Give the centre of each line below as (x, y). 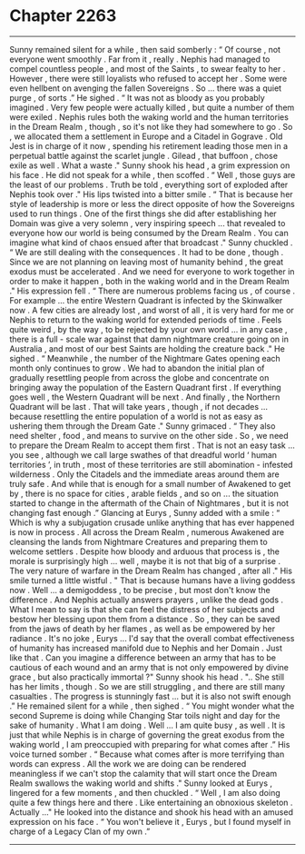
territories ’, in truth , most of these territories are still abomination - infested (151, 464)
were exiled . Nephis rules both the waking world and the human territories (149, 117)
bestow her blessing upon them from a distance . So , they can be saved (145, 619)
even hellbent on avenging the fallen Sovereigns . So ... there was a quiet (146, 88)
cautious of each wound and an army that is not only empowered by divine (149, 667)
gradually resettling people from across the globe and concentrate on (139, 377)
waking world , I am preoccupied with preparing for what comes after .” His (150, 744)
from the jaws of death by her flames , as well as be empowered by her (142, 629)
